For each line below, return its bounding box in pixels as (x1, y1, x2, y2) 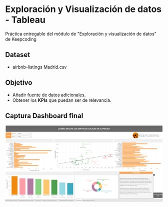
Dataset (5, 51, 30, 59)
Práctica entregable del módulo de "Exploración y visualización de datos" (5, 31, 156, 37)
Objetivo (5, 79, 32, 87)
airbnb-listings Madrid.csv (12, 64, 67, 70)
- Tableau (5, 14, 46, 26)
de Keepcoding (5, 36, 36, 42)
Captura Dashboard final (5, 111, 83, 120)
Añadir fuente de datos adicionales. (12, 92, 86, 98)
